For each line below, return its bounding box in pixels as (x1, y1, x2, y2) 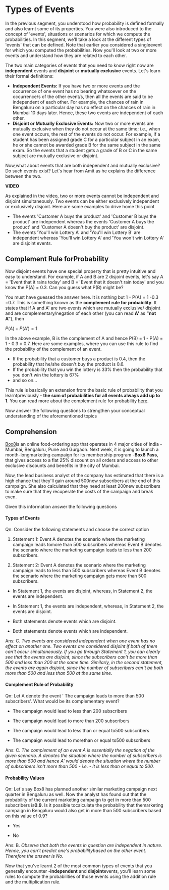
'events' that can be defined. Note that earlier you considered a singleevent (5, 41, 162, 48)
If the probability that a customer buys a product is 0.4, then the (12, 355, 146, 362)
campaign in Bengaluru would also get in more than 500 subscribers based (5, 808, 161, 814)
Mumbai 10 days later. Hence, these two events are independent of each (12, 110, 163, 116)
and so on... (12, 377, 37, 383)
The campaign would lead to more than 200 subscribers (12, 718, 130, 724)
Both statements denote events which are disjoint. (12, 618, 117, 624)
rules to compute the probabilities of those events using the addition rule (5, 873, 156, 880)
